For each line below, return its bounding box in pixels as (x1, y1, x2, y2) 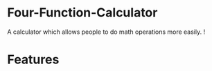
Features (7, 52, 60, 68)
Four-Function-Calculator (7, 5, 158, 21)
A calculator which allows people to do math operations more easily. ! (7, 28, 206, 36)
